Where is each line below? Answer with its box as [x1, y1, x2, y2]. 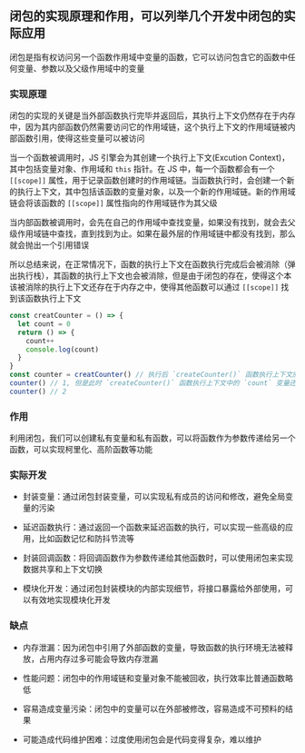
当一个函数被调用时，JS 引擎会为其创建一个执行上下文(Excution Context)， [9, 153, 290, 163]
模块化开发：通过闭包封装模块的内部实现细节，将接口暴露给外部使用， [22, 583, 286, 594]
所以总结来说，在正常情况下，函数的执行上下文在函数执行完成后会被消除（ [9, 259, 288, 270]
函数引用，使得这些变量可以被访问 [16, 133, 145, 144]
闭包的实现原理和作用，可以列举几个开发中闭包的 [9, 8, 284, 25]
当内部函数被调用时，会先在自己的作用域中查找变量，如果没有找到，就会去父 [9, 217, 296, 228]
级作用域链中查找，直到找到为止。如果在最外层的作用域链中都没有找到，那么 [9, 228, 296, 239]
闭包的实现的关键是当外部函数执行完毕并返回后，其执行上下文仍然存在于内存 [9, 110, 296, 121]
